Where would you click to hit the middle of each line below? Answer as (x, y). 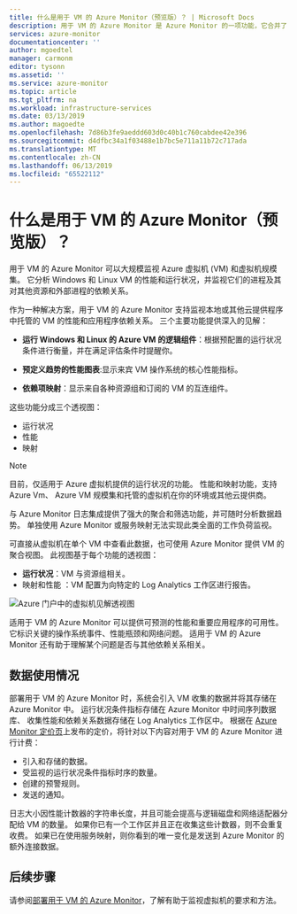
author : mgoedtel (41, 50)
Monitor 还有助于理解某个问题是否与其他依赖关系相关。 (110, 645)
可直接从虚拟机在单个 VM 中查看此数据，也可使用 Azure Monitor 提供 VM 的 (147, 544)
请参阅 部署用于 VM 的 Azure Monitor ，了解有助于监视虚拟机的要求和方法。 (145, 900)
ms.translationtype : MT (53, 149)
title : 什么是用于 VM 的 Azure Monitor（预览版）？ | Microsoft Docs (132, 17)
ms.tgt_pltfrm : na (43, 100)
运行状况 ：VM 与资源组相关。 (76, 574)
